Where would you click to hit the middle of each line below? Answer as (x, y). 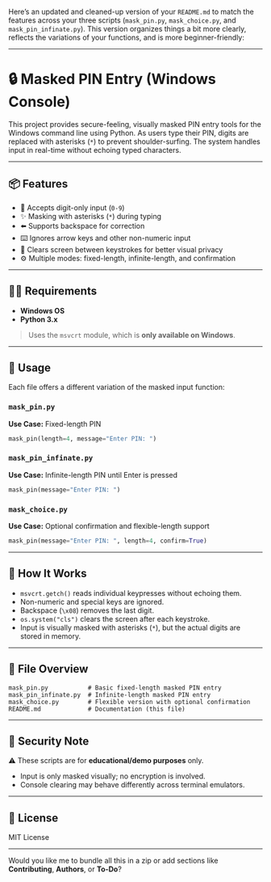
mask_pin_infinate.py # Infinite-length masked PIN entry (110, 694)
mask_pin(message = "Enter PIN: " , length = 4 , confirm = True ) (108, 541)
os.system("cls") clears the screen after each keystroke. (115, 618)
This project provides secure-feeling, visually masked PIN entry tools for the (135, 124)
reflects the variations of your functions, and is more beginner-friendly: (126, 37)
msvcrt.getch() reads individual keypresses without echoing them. (131, 593)
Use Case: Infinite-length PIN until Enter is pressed (93, 475)
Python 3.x (39, 319)
